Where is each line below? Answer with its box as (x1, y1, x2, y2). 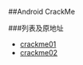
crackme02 (19, 48, 58, 57)
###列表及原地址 (8, 23, 64, 33)
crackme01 (19, 39, 57, 49)
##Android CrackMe (8, 7, 76, 16)
